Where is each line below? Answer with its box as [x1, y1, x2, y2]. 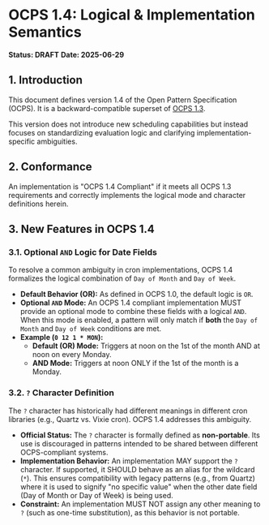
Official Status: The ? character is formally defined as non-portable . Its [19, 430, 261, 440]
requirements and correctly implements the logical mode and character [8, 190, 246, 200]
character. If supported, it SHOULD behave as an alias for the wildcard [19, 464, 255, 474]
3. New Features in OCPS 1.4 [8, 222, 156, 236]
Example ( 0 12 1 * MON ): [19, 333, 104, 342]
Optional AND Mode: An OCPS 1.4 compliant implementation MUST [19, 298, 241, 308]
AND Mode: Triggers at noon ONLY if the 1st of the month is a [32, 359, 239, 368]
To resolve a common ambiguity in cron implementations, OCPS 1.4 [8, 265, 233, 275]
